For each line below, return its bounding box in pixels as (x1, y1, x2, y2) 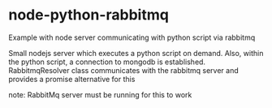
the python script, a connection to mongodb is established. (8, 57, 205, 67)
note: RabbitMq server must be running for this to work (8, 89, 192, 99)
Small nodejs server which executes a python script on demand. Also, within (8, 48, 264, 58)
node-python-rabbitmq (8, 6, 169, 24)
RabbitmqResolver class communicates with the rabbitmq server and (8, 65, 240, 75)
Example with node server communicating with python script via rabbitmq (8, 32, 256, 42)
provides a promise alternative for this (8, 74, 136, 84)
